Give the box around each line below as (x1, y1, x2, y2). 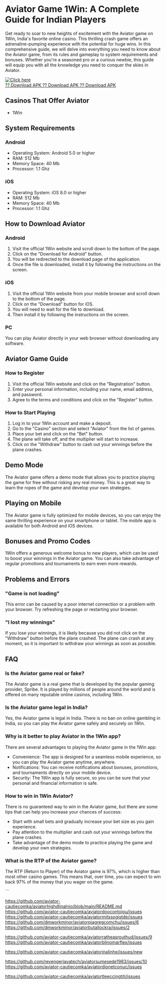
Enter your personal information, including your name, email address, (12, 386, 154, 392)
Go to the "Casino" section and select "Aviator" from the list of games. (12, 426, 156, 432)
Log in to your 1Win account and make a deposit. (12, 420, 112, 426)
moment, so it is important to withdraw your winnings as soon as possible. (5, 641, 157, 647)
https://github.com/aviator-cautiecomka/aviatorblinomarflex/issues (5, 939, 142, 945)
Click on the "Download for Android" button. (12, 251, 103, 257)
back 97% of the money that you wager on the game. (5, 879, 114, 885)
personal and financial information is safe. (12, 780, 98, 786)
